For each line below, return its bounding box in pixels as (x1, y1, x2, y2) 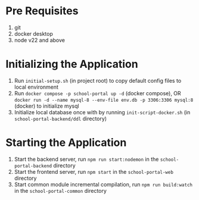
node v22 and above (14, 36, 65, 43)
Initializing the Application (5, 58, 138, 71)
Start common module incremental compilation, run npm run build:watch (14, 180, 193, 188)
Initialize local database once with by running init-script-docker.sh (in (14, 108, 191, 115)
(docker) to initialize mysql (14, 102, 79, 110)
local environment (14, 83, 59, 90)
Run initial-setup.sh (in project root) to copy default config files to (14, 77, 182, 84)
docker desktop (14, 30, 53, 37)
